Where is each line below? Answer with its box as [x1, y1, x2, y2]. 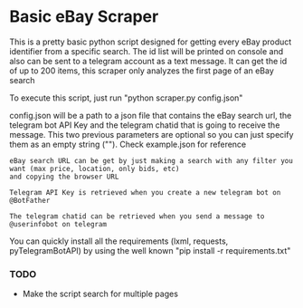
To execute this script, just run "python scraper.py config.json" [9, 92, 243, 103]
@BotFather [9, 196, 51, 205]
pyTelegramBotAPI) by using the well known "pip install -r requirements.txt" [9, 245, 291, 255]
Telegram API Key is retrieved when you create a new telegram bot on [9, 188, 281, 197]
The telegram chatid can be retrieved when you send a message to [9, 211, 265, 221]
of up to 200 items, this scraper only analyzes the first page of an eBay [9, 65, 274, 76]
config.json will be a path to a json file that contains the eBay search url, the [9, 110, 292, 120]
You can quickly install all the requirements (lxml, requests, [9, 236, 229, 246]
